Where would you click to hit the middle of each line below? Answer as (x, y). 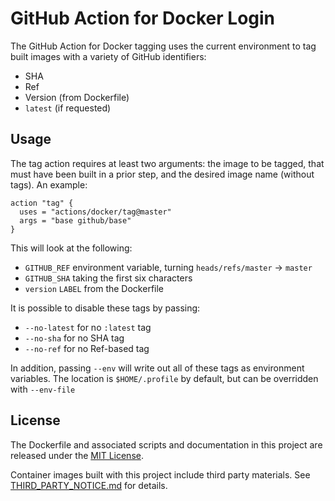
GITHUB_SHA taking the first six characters (108, 278)
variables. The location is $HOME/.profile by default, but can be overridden (164, 378)
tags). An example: (49, 184)
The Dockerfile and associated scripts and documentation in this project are (166, 444)
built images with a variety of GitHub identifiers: (108, 56)
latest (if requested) (68, 108)
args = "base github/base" (75, 220)
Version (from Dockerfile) (77, 97)
